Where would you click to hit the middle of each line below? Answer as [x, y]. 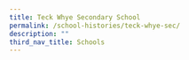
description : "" [39, 34]
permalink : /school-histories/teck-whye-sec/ [94, 26]
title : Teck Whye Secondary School [75, 17]
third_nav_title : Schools [57, 42]
